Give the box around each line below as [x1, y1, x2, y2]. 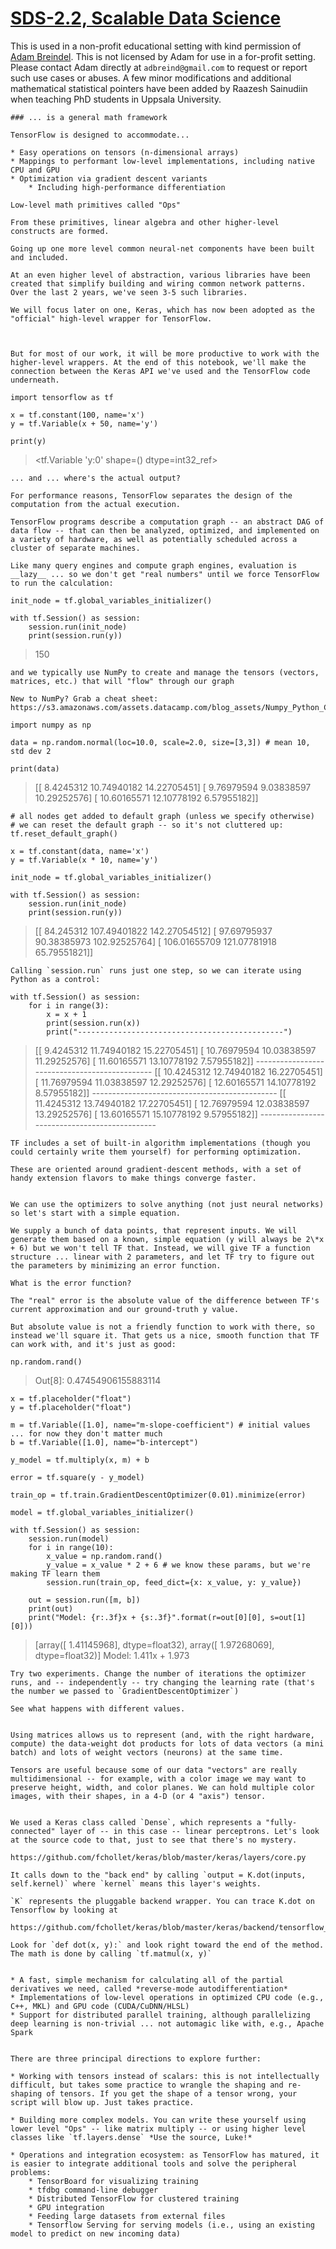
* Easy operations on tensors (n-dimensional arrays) [10, 147, 240, 157]
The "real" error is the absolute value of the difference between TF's [10, 1295, 320, 1306]
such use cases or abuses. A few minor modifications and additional [10, 72, 292, 84]
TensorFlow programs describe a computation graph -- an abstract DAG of [10, 517, 325, 527]
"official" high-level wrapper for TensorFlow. [10, 313, 213, 324]
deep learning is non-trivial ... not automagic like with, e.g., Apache [10, 2018, 325, 2029]
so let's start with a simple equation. [10, 1208, 182, 1218]
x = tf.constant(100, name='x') [10, 410, 145, 420]
